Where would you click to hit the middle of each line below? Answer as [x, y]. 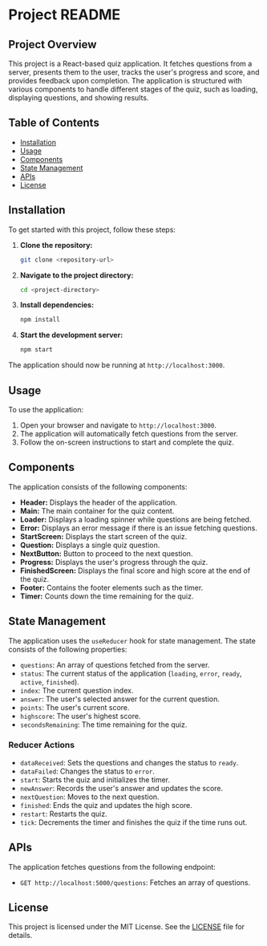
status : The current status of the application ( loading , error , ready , [131, 673]
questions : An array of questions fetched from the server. [115, 664]
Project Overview [53, 45]
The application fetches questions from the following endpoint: [112, 867]
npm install [40, 320]
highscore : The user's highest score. [80, 716]
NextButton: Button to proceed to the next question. [106, 553]
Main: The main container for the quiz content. [97, 510]
